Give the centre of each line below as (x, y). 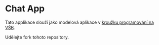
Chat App (25, 9)
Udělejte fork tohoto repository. (37, 37)
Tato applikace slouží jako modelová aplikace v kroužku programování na (79, 22)
